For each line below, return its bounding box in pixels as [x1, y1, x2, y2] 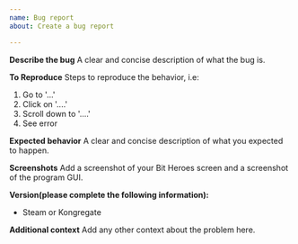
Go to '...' [22, 89, 56, 100]
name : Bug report [9, 13, 74, 23]
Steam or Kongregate [22, 206, 101, 217]
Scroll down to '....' [22, 108, 92, 119]
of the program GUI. [9, 172, 83, 183]
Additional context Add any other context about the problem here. [9, 224, 256, 235]
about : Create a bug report [9, 22, 115, 31]
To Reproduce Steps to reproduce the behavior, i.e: [9, 71, 200, 82]
